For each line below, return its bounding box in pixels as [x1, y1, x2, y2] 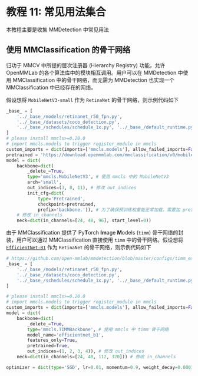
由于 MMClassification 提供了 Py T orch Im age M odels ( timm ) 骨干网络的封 [6, 229, 184, 236]
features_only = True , [27, 337, 78, 344]
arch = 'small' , [27, 179, 62, 186]
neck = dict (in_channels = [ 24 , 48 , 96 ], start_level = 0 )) [16, 217, 151, 224]
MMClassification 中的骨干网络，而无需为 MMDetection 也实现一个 [12, 76, 175, 83]
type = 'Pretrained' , [37, 196, 85, 202]
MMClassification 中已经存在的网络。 [6, 84, 97, 91]
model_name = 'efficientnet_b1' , [27, 332, 104, 338]
